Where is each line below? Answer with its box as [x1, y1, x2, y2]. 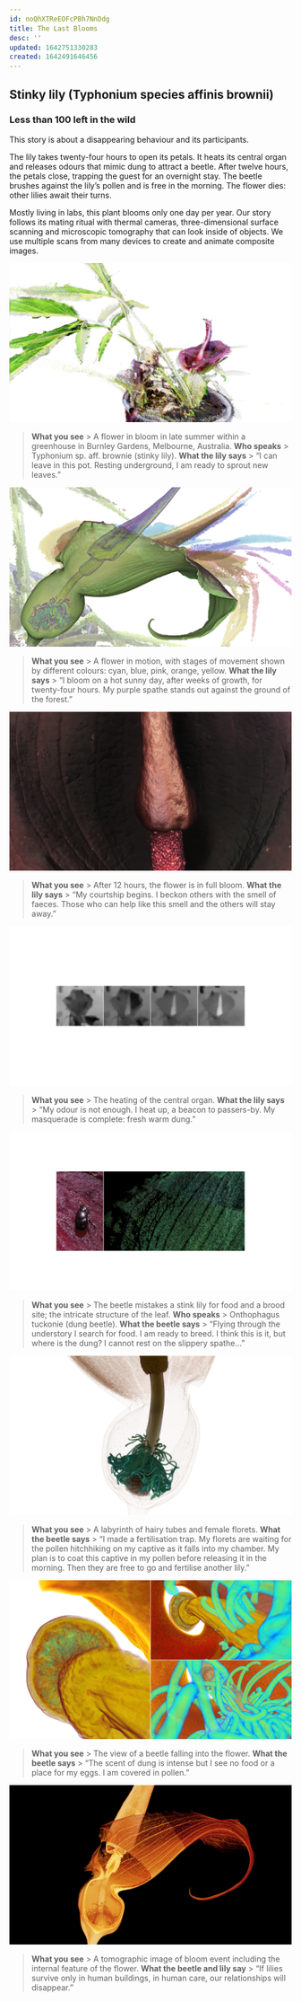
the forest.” [30, 693, 73, 704]
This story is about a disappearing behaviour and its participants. [9, 134, 249, 145]
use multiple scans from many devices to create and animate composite [9, 235, 275, 246]
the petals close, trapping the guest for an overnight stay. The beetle [9, 171, 262, 181]
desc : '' [9, 33, 42, 42]
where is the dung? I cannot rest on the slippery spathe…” [30, 1338, 245, 1349]
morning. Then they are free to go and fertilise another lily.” [30, 1562, 250, 1573]
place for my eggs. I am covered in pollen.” [30, 1768, 190, 1778]
